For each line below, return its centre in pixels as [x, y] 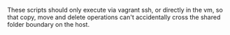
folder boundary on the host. [48, 24]
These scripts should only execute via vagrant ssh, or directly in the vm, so [115, 10]
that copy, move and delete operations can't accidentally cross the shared [114, 17]
